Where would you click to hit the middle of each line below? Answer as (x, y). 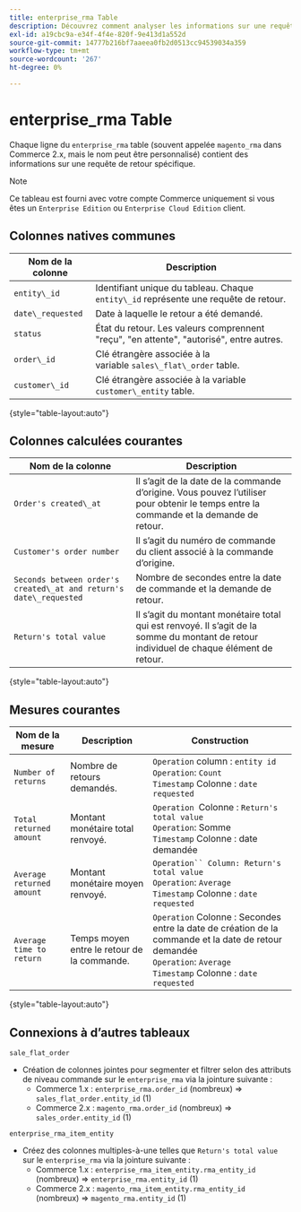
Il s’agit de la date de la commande (209, 481)
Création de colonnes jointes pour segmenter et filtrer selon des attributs (157, 1070)
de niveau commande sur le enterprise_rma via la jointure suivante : (147, 1079)
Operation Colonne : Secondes (217, 917)
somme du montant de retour (197, 637)
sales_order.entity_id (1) (83, 1118)
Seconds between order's (67, 580)
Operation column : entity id (215, 761)
